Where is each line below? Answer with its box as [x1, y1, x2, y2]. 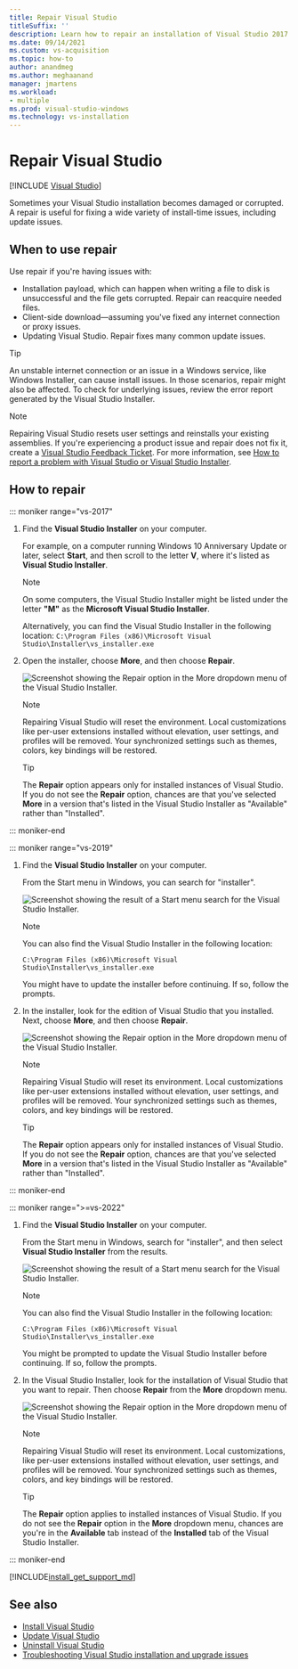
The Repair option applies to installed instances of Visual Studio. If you [21, 1508, 282, 1519]
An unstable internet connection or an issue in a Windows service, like [9, 364, 267, 375]
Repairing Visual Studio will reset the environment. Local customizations [21, 716, 287, 727]
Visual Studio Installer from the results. [21, 1246, 168, 1256]
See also [9, 1597, 58, 1613]
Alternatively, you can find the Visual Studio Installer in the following [21, 620, 271, 631]
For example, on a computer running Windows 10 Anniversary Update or [21, 540, 287, 551]
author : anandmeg [9, 63, 74, 72]
